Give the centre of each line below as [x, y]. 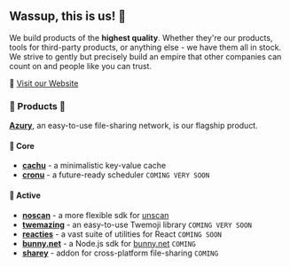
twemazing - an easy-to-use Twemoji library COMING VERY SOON [137, 224]
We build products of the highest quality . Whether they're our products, [141, 37]
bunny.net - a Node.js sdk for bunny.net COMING [109, 243]
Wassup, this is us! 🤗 [68, 16]
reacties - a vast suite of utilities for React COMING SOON [122, 234]
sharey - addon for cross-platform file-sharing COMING [120, 253]
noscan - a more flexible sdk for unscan [95, 215]
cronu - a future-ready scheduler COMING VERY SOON [116, 175]
